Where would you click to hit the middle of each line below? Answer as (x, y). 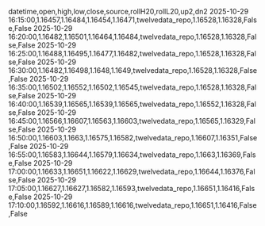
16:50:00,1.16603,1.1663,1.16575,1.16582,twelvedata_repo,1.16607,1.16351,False (133, 138)
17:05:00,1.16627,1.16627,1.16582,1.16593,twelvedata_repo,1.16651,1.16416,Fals (132, 188)
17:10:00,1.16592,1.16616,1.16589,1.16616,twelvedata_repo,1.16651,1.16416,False (132, 205)
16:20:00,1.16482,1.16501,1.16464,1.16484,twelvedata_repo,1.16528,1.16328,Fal (132, 36)
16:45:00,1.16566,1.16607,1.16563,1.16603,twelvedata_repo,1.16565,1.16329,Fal (132, 121)
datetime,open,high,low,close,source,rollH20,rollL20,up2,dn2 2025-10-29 (129, 11)
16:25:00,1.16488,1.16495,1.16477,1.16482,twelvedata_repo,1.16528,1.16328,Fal (132, 54)
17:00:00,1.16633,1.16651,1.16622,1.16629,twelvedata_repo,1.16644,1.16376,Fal (132, 171)
